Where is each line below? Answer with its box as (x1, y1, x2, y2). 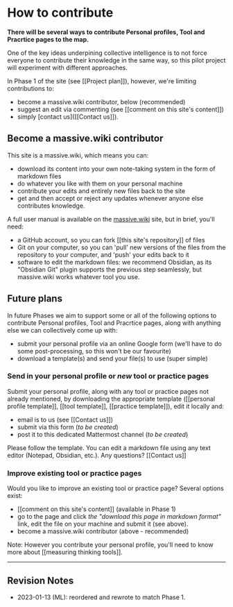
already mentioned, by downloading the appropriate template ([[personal (7, 394, 216, 403)
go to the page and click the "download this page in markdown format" (17, 513, 222, 521)
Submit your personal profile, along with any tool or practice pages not (7, 387, 209, 395)
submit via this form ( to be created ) (17, 422, 119, 431)
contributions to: (7, 84, 54, 92)
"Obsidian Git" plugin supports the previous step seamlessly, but (17, 265, 202, 274)
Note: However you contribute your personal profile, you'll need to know (7, 540, 214, 549)
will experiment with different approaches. (7, 63, 128, 72)
